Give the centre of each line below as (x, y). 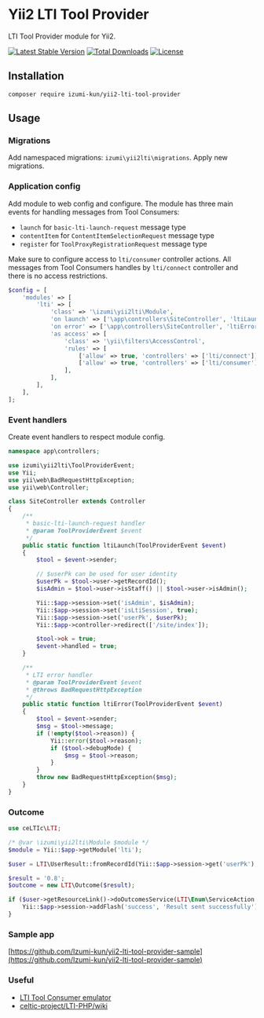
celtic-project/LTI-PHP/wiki (64, 1005)
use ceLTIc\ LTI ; (35, 829)
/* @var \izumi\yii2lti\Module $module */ (79, 842)
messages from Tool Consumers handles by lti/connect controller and (123, 267)
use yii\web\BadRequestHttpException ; (71, 480)
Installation (36, 76)
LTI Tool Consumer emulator (65, 997)
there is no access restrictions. (58, 276)
